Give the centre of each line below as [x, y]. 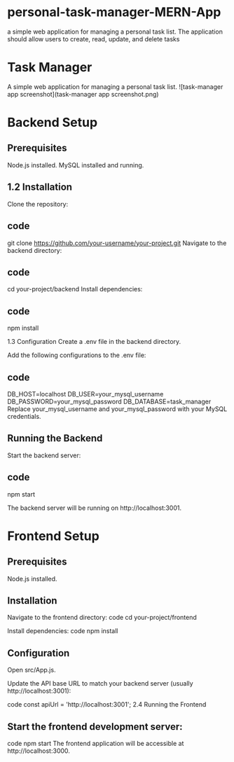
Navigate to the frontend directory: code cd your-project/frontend [102, 618]
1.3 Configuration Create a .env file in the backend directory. [94, 342]
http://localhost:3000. [39, 751]
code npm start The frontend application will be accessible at [96, 743]
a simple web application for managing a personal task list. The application [115, 32]
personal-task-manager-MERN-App [114, 12]
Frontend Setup [53, 536]
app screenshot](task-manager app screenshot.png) [83, 94]
